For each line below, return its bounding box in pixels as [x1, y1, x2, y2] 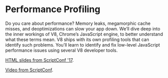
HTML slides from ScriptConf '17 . [5, 57, 74, 63]
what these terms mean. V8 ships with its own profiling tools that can [5, 36, 149, 43]
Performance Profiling [5, 4, 101, 15]
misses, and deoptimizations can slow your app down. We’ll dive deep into [5, 25, 160, 31]
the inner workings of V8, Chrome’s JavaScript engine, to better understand [5, 31, 163, 37]
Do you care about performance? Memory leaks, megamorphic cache [5, 20, 151, 26]
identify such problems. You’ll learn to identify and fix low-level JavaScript [5, 42, 160, 48]
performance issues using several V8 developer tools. [5, 47, 118, 53]
